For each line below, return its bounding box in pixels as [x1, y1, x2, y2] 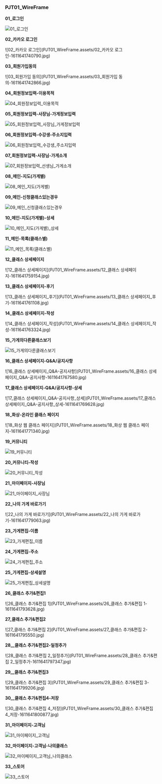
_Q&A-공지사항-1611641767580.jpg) [17, 375, 87, 381]
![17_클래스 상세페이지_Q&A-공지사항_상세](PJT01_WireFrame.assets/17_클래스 [5, 395, 156, 401]
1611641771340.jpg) [11, 428, 50, 434]
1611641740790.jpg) [11, 53, 50, 59]
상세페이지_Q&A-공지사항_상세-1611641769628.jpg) [5, 402, 105, 407]
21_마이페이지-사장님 [5, 480, 45, 486]
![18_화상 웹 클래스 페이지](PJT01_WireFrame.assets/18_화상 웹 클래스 [5, 422, 141, 428]
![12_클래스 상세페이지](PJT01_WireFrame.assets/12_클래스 [5, 267, 120, 273]
